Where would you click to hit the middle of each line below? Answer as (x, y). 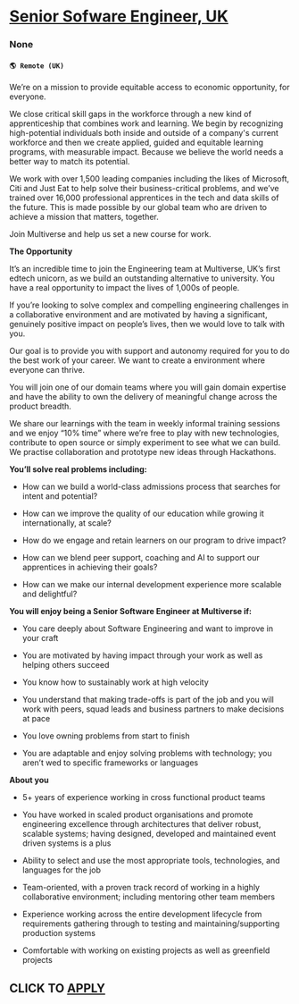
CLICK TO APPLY (57, 988)
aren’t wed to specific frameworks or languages (110, 763)
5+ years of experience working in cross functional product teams (144, 797)
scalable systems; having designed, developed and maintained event (149, 834)
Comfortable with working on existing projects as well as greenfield (146, 950)
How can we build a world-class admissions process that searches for (151, 487)
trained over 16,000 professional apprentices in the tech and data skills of (144, 198)
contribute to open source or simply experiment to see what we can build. (145, 443)
